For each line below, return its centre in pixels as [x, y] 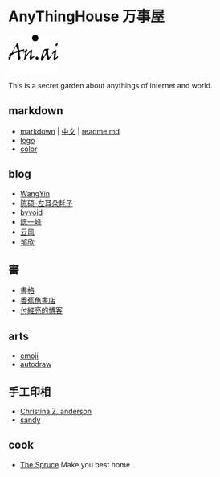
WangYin [35, 193]
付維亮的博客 [41, 310]
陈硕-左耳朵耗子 [47, 203]
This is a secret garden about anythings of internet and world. [110, 85]
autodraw [36, 364]
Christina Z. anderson [56, 411]
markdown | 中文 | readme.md [70, 131]
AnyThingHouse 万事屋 [87, 16]
